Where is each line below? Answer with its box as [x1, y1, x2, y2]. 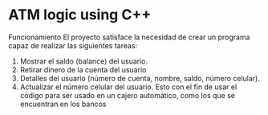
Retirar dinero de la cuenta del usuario [19, 64, 147, 74]
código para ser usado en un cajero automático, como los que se [19, 90, 235, 100]
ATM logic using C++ [8, 6, 152, 24]
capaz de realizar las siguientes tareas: [8, 40, 138, 50]
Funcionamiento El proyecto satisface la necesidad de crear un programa [8, 32, 250, 42]
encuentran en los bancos [19, 99, 107, 109]
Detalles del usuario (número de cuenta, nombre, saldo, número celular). [19, 73, 261, 83]
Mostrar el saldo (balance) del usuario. [19, 56, 148, 66]
